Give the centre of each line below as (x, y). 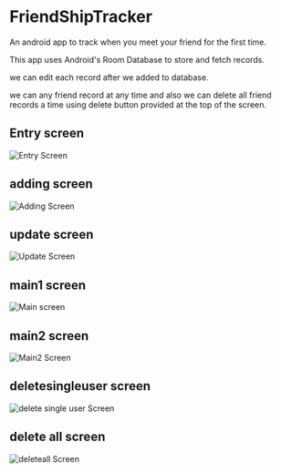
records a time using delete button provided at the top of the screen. (138, 104)
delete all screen (57, 437)
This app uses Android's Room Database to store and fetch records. (137, 59)
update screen (52, 234)
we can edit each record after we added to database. (109, 77)
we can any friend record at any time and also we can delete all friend (140, 95)
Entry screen (47, 134)
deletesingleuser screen (80, 386)
